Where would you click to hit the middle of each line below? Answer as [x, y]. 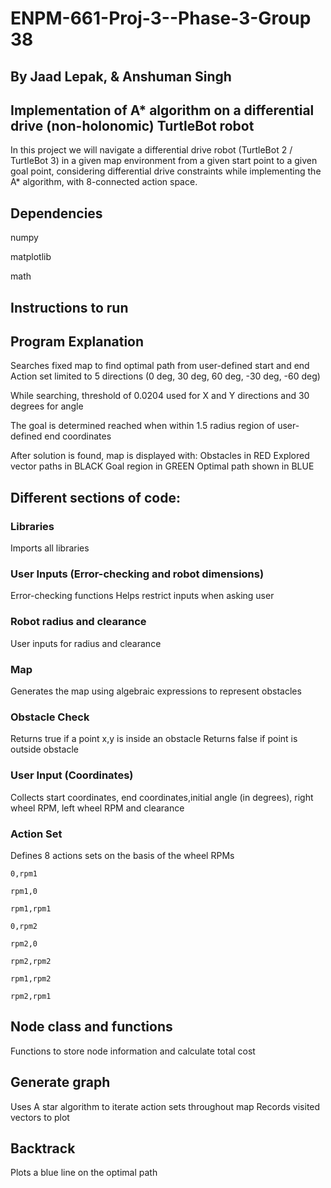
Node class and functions [91, 1027]
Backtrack [43, 1148]
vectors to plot [40, 1117]
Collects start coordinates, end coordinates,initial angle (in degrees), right [162, 797]
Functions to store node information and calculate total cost [133, 1051]
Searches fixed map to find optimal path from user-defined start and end [160, 366]
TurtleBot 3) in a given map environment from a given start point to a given [164, 161]
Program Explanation [77, 341]
